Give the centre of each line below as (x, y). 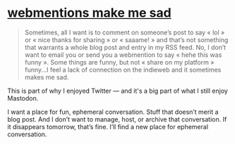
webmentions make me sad (89, 13)
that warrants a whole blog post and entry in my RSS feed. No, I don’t (125, 47)
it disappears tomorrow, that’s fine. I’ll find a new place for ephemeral (108, 126)
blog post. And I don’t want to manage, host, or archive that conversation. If (117, 119)
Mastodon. (23, 98)
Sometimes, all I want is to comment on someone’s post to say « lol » (125, 32)
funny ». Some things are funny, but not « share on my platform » (119, 62)
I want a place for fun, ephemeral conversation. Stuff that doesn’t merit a (113, 112)
